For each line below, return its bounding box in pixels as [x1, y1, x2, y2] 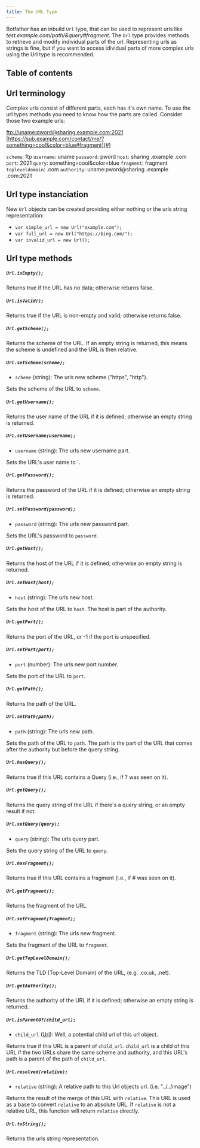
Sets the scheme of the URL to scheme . [6, 385, 100, 392]
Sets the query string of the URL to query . [6, 847, 109, 854]
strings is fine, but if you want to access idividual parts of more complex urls [6, 44, 194, 52]
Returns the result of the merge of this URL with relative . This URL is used [6, 1095, 191, 1102]
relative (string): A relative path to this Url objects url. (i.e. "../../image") [14, 1083, 192, 1090]
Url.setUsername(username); [6, 433, 76, 439]
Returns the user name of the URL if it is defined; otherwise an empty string [6, 413, 192, 420]
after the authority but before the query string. [6, 745, 120, 753]
